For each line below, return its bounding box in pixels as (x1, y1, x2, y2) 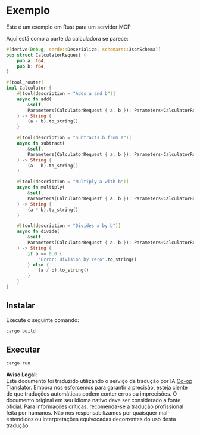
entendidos (6, 416, 34, 423)
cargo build (6, 328, 36, 334)
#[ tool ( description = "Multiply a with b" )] (17, 179, 129, 185)
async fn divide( (17, 228, 60, 235)
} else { (27, 262, 49, 268)
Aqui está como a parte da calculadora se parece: (6, 35, 129, 42)
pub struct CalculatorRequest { (6, 52, 86, 58)
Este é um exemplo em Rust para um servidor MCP (6, 23, 131, 30)
